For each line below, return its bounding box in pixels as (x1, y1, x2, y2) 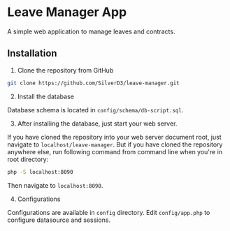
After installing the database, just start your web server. (17, 119, 178, 128)
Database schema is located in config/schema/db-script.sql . (7, 105, 184, 114)
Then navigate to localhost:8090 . (7, 181, 103, 189)
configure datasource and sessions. (7, 216, 110, 224)
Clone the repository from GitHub (17, 66, 114, 74)
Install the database (17, 92, 75, 100)
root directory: (7, 155, 49, 163)
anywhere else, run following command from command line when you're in (7, 147, 222, 156)
